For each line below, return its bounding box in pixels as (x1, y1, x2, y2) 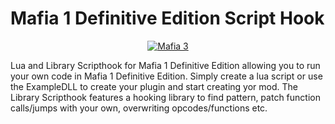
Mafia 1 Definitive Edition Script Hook (10, 7, 325, 30)
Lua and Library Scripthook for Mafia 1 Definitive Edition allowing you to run (10, 59, 321, 71)
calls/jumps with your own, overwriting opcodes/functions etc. (10, 102, 268, 114)
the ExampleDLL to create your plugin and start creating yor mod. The (10, 80, 298, 92)
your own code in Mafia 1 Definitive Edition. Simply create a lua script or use (10, 70, 323, 82)
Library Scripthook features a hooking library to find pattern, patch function (10, 91, 321, 103)
